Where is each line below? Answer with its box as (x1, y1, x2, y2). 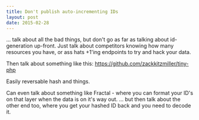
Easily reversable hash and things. (6, 78, 91, 85)
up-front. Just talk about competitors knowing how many (33, 42, 174, 49)
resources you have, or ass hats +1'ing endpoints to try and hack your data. (6, 49, 191, 56)
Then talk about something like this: (6, 60, 94, 67)
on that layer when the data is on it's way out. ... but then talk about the (6, 96, 181, 103)
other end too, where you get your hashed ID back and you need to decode (6, 102, 191, 109)
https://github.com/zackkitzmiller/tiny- (94, 60, 189, 67)
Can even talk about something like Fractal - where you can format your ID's (6, 90, 194, 97)
